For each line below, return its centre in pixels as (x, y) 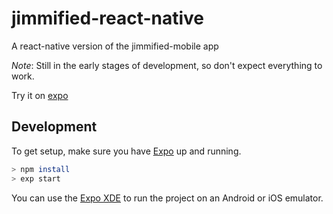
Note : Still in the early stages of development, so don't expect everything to (167, 65)
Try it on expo (40, 95)
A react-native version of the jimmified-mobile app (115, 46)
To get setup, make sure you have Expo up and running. (126, 151)
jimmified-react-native (108, 18)
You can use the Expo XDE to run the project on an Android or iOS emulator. (167, 198)
